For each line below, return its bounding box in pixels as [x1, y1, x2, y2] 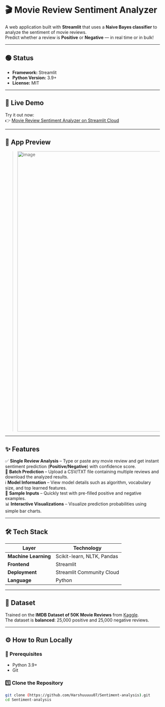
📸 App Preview [5, 138, 51, 146]
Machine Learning [7, 553, 51, 560]
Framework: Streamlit [12, 69, 57, 75]
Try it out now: [5, 112, 34, 118]
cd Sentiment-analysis [5, 697, 52, 702]
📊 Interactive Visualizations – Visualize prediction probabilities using [5, 501, 147, 507]
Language [7, 577, 32, 584]
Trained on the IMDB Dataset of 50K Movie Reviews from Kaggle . [5, 612, 139, 618]
